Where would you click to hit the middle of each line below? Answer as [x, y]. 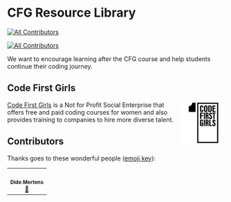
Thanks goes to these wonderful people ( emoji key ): [82, 158]
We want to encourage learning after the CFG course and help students [109, 59]
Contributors [36, 141]
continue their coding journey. [50, 66]
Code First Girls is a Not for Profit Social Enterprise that [86, 105]
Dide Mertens [27, 183]
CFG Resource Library [72, 13]
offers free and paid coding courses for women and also [87, 112]
